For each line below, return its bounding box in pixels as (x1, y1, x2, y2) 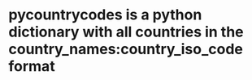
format (8, 57, 55, 76)
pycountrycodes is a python (8, 6, 202, 24)
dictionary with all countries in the (8, 23, 244, 41)
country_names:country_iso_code (8, 40, 244, 58)
